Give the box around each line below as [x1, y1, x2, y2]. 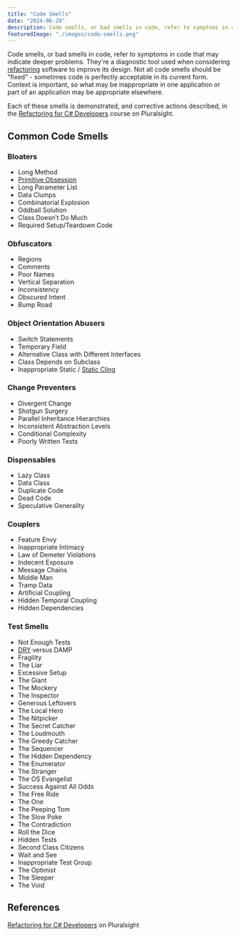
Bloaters [7, 151, 38, 161]
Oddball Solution [17, 205, 67, 214]
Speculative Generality [17, 502, 85, 510]
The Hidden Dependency [17, 752, 92, 760]
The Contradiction [17, 820, 71, 829]
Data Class [17, 479, 50, 487]
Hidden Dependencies [17, 604, 84, 612]
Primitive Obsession [17, 175, 77, 184]
